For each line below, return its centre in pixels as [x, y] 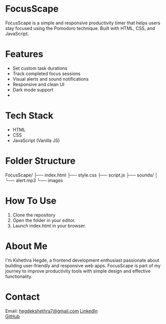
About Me [26, 246]
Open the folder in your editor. [44, 220]
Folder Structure [40, 161]
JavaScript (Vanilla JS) [36, 140]
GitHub [13, 316]
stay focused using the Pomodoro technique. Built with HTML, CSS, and [80, 28]
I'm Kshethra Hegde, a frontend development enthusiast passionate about [82, 260]
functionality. [19, 276]
